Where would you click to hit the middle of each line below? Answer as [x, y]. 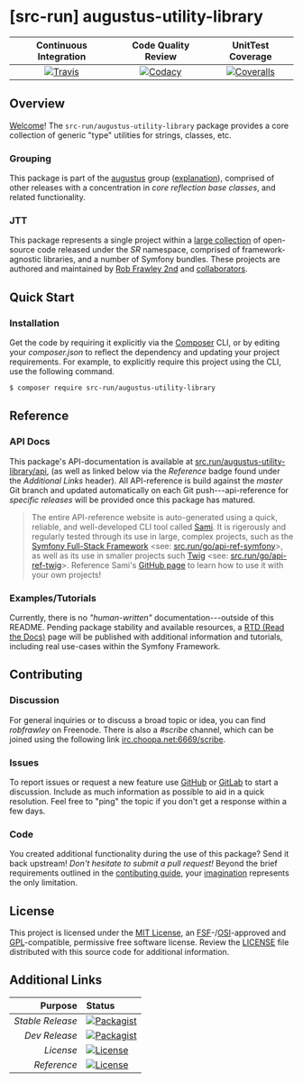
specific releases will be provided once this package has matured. [132, 500]
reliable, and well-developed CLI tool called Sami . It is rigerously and [159, 527]
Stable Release [46, 1021]
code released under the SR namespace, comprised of [139, 250]
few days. [28, 811]
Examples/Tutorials [53, 598]
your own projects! [66, 574]
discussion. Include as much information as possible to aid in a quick [137, 792]
